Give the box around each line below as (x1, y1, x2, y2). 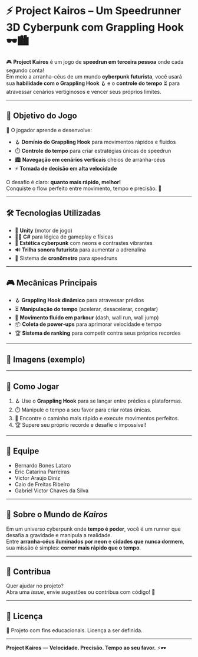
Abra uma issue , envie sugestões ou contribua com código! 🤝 (6, 589, 156, 596)
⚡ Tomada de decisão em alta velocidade (14, 165, 117, 172)
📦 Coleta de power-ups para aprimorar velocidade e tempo (14, 321, 162, 328)
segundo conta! (6, 67, 44, 74)
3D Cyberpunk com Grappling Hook (6, 21, 184, 34)
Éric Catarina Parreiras (14, 468, 70, 475)
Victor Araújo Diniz (14, 474, 61, 481)
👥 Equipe (6, 446, 39, 456)
